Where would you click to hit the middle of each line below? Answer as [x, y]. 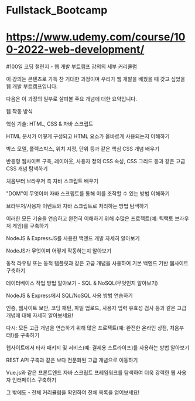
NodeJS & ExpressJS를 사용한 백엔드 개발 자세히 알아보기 [73, 238]
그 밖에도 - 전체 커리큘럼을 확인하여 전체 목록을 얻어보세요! [73, 392]
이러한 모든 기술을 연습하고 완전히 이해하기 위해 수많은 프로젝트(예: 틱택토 [90, 218]
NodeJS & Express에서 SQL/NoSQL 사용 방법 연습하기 [69, 296]
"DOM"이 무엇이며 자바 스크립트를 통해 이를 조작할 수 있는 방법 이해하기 [88, 194]
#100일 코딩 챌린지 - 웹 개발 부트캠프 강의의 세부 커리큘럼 [72, 67]
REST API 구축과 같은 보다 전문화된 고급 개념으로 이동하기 [72, 360]
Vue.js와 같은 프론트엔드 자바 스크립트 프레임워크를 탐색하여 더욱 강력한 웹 [91, 373]
